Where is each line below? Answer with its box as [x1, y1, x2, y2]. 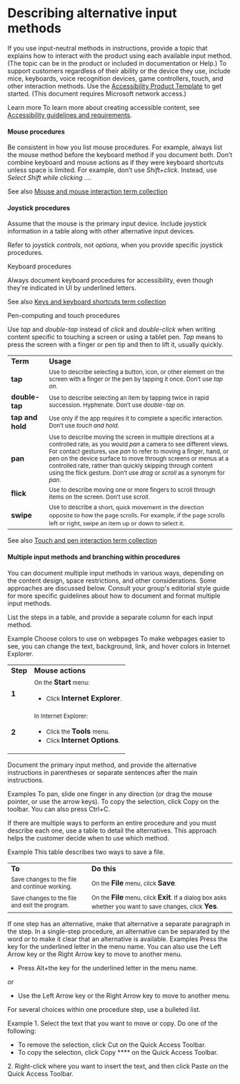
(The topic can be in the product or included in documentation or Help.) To [7, 59, 227, 67]
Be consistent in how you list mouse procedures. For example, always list [7, 143, 223, 151]
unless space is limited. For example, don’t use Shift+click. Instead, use [7, 166, 218, 174]
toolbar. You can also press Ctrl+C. [7, 805, 111, 813]
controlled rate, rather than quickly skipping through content [49, 462, 213, 470]
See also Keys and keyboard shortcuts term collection [7, 298, 166, 306]
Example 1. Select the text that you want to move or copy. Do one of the [7, 1019, 218, 1028]
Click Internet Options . [46, 735, 120, 745]
